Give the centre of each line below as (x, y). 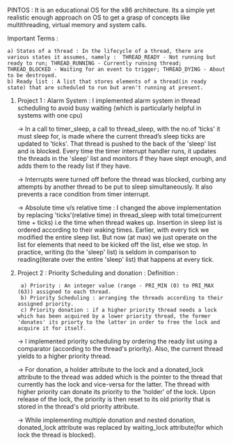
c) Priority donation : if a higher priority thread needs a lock (119, 310)
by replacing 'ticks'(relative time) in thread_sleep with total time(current (119, 215)
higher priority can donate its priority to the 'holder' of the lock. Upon (116, 392)
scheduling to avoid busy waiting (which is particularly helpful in (109, 108)
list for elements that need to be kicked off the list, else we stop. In (112, 244)
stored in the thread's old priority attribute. (78, 406)
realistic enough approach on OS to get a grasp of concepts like (99, 17)
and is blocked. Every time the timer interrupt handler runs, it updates (117, 151)
